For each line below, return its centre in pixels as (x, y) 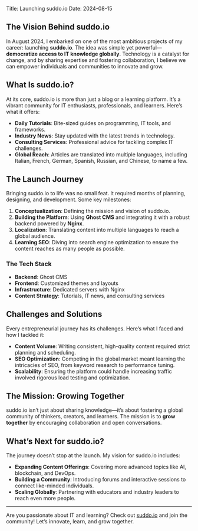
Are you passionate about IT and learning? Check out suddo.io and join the (97, 515)
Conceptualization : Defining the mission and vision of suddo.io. (93, 211)
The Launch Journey (45, 179)
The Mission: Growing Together (65, 396)
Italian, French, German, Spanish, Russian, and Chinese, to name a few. (101, 160)
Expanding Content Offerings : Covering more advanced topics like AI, (100, 467)
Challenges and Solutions (54, 314)
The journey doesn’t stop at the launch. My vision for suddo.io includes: (93, 455)
